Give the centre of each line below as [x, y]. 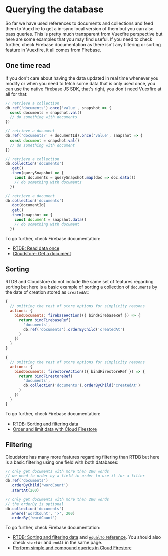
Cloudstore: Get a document [42, 253]
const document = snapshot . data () [50, 220]
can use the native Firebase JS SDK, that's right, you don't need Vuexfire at [83, 89]
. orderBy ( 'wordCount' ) [33, 518]
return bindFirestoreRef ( [46, 376]
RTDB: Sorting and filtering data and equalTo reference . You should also [87, 537]
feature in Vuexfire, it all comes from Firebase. [53, 50]
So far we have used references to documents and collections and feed [79, 23]
